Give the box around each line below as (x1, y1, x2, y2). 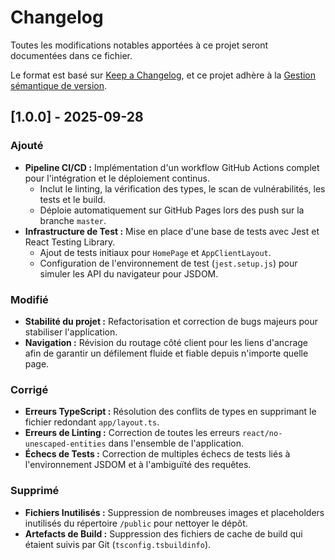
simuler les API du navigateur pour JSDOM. (39, 267, 219, 280)
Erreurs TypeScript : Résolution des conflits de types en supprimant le (24, 406, 317, 418)
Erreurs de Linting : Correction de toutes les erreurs (24, 427, 240, 439)
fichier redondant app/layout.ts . (24, 416, 160, 428)
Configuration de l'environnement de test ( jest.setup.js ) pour (39, 257, 298, 269)
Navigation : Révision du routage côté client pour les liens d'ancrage (24, 336, 309, 348)
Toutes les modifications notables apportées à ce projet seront (10, 39, 269, 51)
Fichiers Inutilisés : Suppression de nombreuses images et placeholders (24, 506, 325, 518)
